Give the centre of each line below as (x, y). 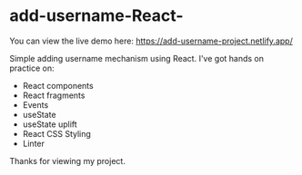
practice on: (32, 68)
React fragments (54, 95)
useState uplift (50, 124)
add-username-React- (96, 16)
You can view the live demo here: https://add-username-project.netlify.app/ (151, 41)
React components (58, 85)
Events (35, 104)
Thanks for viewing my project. (67, 160)
